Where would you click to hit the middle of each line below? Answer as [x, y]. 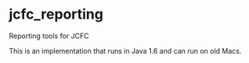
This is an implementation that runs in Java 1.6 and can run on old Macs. [125, 51]
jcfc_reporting [56, 14]
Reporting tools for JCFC [49, 36]
